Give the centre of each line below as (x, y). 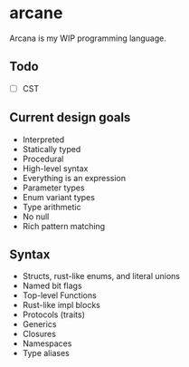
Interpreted (43, 140)
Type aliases (46, 353)
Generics (39, 324)
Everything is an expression (74, 178)
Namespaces (47, 343)
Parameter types (53, 188)
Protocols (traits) (54, 314)
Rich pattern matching (64, 226)
